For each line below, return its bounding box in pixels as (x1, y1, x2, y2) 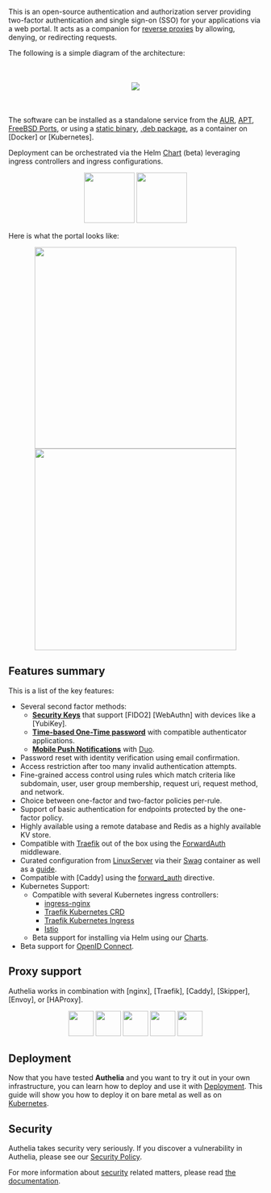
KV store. (19, 829, 52, 839)
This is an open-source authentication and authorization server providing (8, 7, 252, 16)
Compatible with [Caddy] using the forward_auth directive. (19, 872, 215, 882)
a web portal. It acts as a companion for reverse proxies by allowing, (8, 24, 236, 33)
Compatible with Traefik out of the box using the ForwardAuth (19, 838, 226, 848)
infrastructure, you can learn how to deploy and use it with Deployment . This (8, 1082, 263, 1091)
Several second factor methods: (19, 701, 127, 711)
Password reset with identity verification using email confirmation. (19, 753, 240, 763)
